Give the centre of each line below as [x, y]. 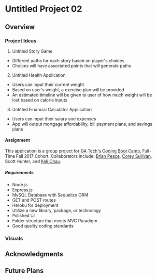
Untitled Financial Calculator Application [52, 109]
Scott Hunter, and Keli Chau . [33, 162]
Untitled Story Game [32, 51]
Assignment [18, 140]
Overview [20, 27]
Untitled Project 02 [43, 9]
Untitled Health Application [39, 75]
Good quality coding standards [43, 226]
